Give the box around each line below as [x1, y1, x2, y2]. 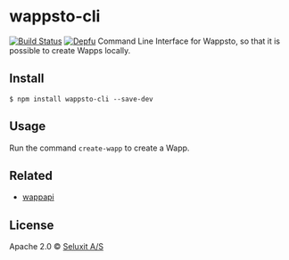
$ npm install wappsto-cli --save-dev [9, 94, 153, 103]
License [9, 217, 54, 232]
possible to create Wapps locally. [9, 45, 131, 55]
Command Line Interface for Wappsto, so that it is [97, 36, 281, 46]
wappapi [21, 191, 55, 202]
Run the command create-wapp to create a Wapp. [9, 142, 190, 153]
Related [9, 167, 54, 183]
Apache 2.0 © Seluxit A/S [9, 241, 104, 252]
